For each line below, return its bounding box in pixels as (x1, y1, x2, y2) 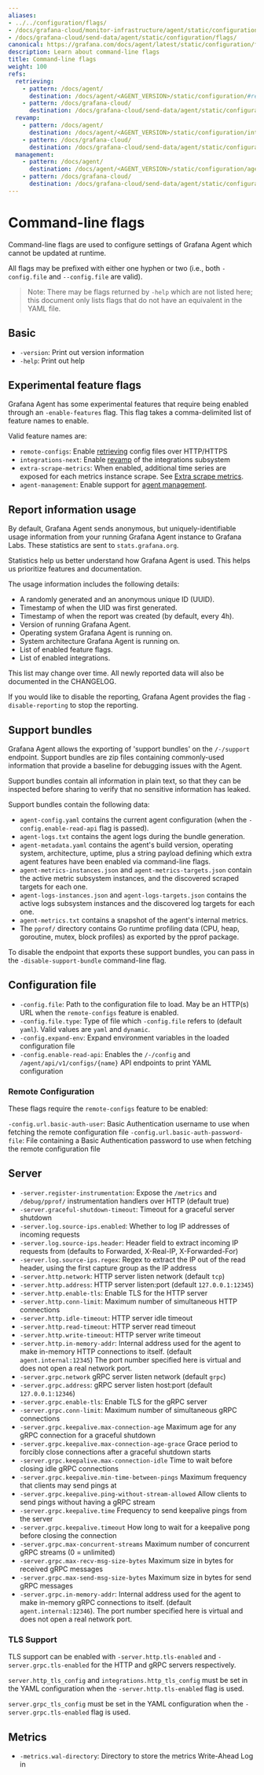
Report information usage (8, 503, 137, 516)
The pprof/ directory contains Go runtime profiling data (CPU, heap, (19, 923, 240, 933)
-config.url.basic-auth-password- (130, 1129, 244, 1137)
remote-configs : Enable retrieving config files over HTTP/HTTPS (19, 446, 228, 457)
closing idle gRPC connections (19, 1463, 119, 1473)
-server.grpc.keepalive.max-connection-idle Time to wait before (19, 1455, 233, 1465)
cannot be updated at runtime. (8, 248, 107, 257)
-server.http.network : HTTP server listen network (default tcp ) (19, 1271, 225, 1281)
